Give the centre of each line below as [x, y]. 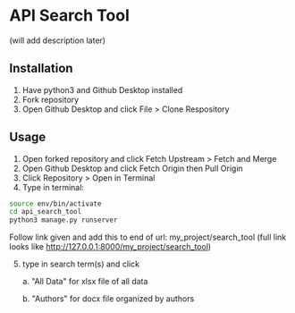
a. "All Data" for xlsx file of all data [85, 282]
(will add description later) [57, 40]
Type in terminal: [53, 187]
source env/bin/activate [55, 203]
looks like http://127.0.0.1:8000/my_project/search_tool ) [110, 247]
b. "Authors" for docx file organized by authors [108, 299]
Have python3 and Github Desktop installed [102, 89]
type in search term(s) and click [81, 264]
